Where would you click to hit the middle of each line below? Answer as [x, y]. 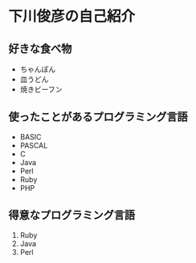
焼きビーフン [41, 89]
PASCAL [34, 145]
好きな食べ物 [40, 49]
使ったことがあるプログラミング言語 [98, 117]
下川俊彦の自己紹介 [72, 16]
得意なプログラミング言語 [71, 215]
